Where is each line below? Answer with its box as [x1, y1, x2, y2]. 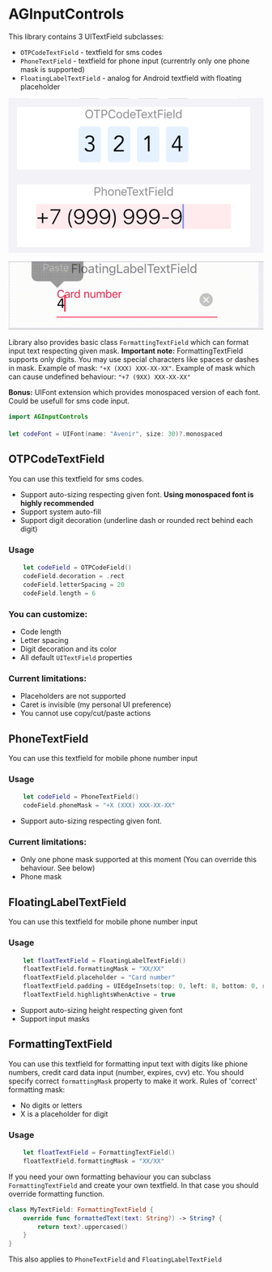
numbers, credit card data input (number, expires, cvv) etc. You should [8, 1067, 244, 1077]
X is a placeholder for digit [19, 1108, 108, 1118]
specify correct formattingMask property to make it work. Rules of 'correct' [8, 1076, 257, 1086]
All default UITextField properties [19, 653, 133, 662]
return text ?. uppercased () [37, 1223, 129, 1231]
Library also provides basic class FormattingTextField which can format [8, 338, 249, 347]
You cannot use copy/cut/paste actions [19, 708, 151, 718]
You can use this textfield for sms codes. [8, 474, 144, 483]
